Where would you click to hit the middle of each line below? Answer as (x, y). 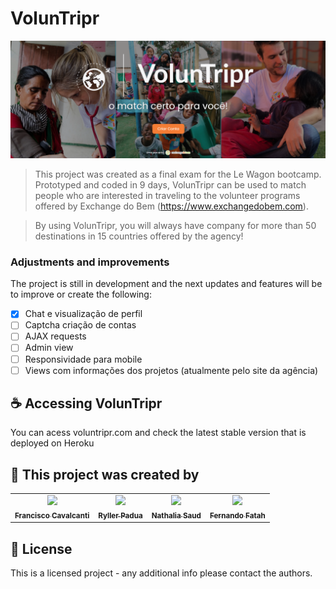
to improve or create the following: (81, 294)
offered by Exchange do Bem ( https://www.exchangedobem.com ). (171, 206)
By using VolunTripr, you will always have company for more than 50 (175, 225)
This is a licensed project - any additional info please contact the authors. (161, 573)
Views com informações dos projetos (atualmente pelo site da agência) (171, 370)
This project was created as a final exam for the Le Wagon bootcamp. (178, 174)
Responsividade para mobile (83, 359)
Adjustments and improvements (90, 262)
